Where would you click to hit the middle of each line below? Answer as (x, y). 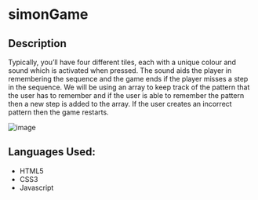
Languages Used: (52, 152)
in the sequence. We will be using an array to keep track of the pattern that (129, 87)
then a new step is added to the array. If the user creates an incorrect (120, 104)
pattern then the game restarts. (58, 112)
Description (37, 44)
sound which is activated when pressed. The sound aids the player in (120, 71)
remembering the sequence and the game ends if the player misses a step (128, 79)
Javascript (36, 187)
